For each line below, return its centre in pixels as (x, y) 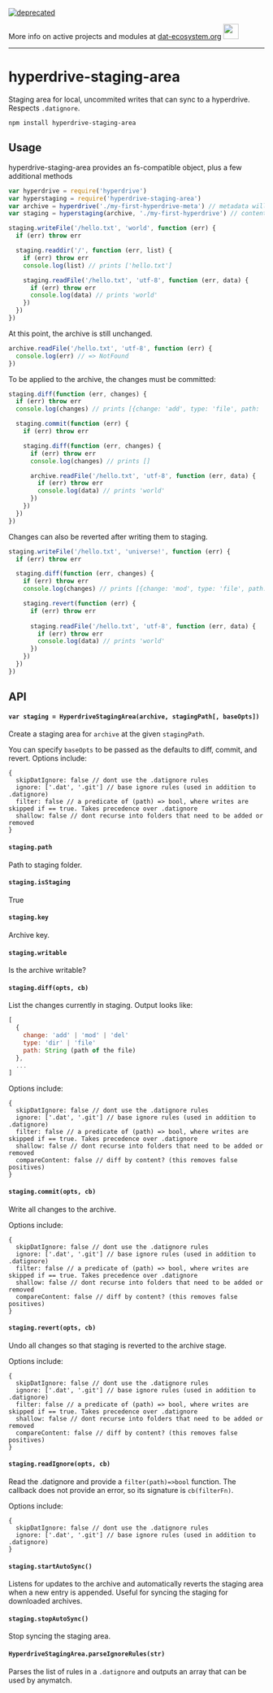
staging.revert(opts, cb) (52, 1328)
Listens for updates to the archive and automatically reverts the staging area (136, 1584)
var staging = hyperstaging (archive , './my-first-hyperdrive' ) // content (138, 214)
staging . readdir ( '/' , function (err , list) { (94, 250)
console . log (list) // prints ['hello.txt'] (98, 265)
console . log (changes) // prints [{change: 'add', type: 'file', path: (138, 409)
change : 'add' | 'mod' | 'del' (76, 1035)
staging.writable (38, 953)
